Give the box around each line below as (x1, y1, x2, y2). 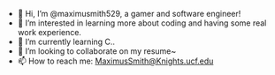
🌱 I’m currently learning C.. (17, 36, 116, 47)
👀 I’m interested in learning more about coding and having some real (17, 18, 267, 28)
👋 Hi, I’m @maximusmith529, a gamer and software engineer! (17, 9, 241, 19)
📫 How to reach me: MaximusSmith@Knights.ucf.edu (17, 56, 214, 66)
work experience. (17, 27, 82, 37)
